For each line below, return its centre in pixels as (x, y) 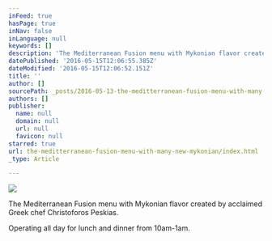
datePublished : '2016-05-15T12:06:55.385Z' (83, 61)
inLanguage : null (38, 38)
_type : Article (34, 159)
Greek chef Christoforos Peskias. (64, 213)
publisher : (27, 106)
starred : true (32, 144)
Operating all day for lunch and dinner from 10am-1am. (99, 228)
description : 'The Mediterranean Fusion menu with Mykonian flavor (125, 53)
